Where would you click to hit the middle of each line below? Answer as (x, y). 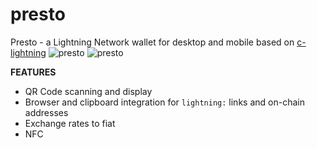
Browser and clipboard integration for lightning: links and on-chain (164, 102)
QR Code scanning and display (88, 91)
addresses (46, 112)
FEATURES (33, 72)
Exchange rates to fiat (70, 123)
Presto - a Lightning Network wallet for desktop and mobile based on (152, 42)
